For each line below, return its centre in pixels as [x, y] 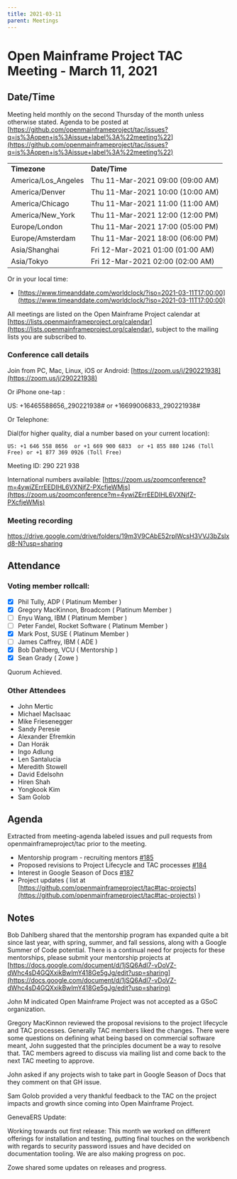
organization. [27, 1009]
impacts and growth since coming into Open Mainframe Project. [101, 1104]
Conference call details [48, 355]
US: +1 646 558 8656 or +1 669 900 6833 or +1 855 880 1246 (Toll [111, 446]
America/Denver [38, 191]
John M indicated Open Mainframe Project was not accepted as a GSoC [112, 1002]
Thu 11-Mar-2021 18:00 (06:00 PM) [155, 238]
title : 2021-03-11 [34, 14]
